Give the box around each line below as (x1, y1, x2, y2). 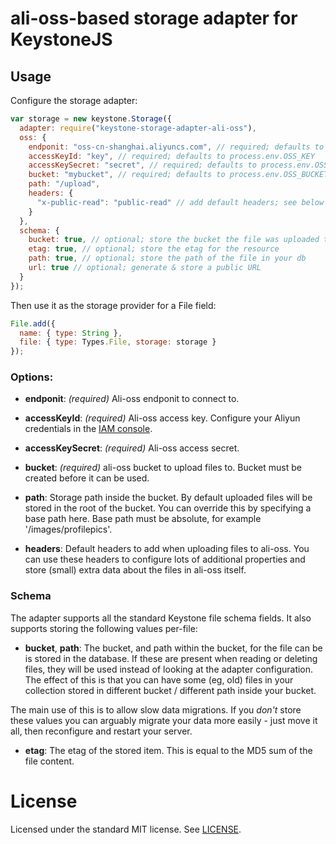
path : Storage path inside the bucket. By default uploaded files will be (24, 492, 313, 504)
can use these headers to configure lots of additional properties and (24, 553, 306, 566)
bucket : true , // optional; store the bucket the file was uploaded (28, 235, 320, 245)
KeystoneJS (10, 28, 113, 51)
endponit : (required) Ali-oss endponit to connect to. (24, 393, 240, 405)
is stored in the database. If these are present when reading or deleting (24, 652, 318, 664)
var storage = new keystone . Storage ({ (10, 114, 172, 124)
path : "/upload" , (28, 179, 101, 189)
